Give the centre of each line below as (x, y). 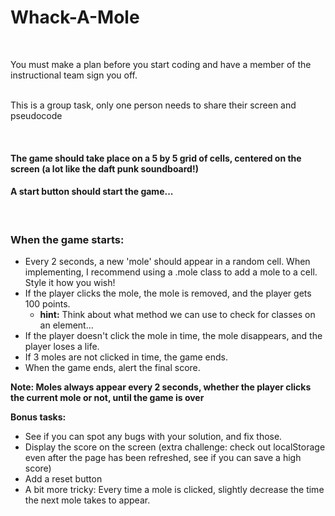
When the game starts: (67, 239)
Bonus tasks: (38, 417)
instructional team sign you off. (74, 75)
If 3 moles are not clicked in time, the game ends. (126, 357)
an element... (66, 325)
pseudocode (36, 115)
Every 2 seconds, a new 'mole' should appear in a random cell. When (167, 262)
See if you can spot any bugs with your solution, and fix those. (153, 437)
